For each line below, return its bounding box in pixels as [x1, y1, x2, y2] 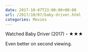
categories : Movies [5, 17, 47, 22]
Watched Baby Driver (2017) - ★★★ [5, 31, 83, 37]
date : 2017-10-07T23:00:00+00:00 [5, 7, 77, 13]
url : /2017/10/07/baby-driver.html [5, 12, 81, 17]
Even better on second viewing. [5, 41, 72, 47]
